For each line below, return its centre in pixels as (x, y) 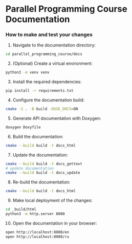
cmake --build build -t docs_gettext (44, 164)
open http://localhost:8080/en (37, 232)
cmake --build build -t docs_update (43, 173)
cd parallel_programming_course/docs (44, 54)
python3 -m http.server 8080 (35, 214)
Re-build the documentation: (41, 182)
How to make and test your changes (49, 35)
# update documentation (30, 168)
